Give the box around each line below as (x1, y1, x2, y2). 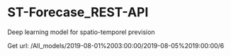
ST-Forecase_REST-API (7, 4, 149, 21)
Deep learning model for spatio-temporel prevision (7, 28, 155, 36)
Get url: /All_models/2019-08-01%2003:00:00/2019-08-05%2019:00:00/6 (7, 41, 225, 50)
